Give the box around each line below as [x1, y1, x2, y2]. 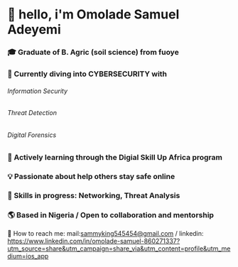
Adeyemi [7, 21, 62, 38]
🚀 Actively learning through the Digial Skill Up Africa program [7, 153, 222, 163]
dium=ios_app [7, 251, 49, 260]
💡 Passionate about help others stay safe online [7, 172, 175, 182]
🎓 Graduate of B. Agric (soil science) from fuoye [7, 48, 179, 58]
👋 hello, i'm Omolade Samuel [7, 6, 180, 23]
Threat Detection [7, 109, 57, 117]
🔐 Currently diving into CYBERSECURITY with [7, 69, 168, 79]
